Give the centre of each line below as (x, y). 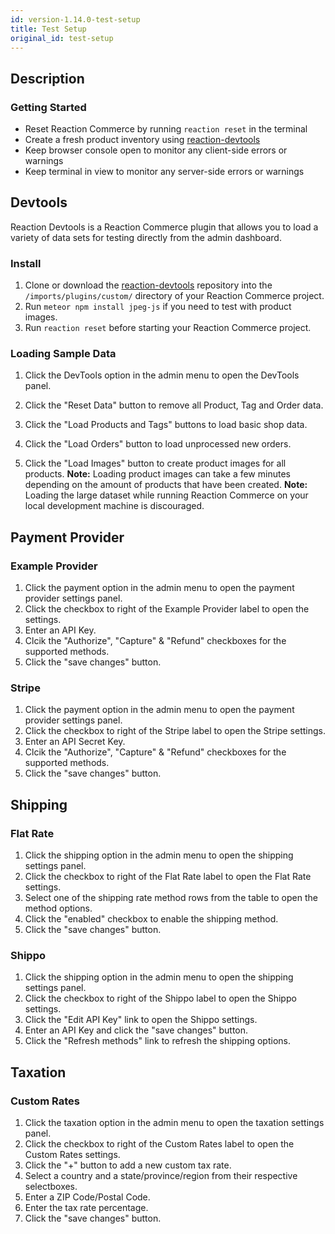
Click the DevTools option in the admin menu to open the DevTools (162, 375)
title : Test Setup (48, 29)
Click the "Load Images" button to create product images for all (155, 463)
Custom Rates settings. (72, 1155)
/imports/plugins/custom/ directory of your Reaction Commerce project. (174, 296)
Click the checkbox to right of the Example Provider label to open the (167, 609)
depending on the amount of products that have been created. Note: (166, 485)
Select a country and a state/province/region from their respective (161, 1176)
